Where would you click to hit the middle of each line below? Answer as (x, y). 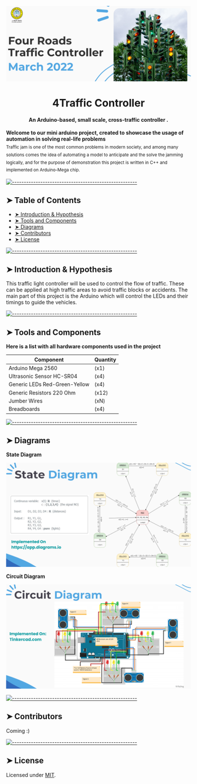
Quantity (105, 360)
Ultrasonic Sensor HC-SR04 (43, 376)
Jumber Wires (26, 401)
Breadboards (24, 409)
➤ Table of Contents (43, 200)
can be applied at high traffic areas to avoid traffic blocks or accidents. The (97, 290)
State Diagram (24, 455)
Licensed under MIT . (31, 775)
